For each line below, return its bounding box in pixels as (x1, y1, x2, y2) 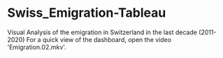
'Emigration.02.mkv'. (7, 43, 66, 51)
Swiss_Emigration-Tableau (7, 5, 166, 21)
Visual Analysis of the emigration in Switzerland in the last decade (7, 28, 198, 36)
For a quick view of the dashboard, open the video (26, 35, 172, 43)
